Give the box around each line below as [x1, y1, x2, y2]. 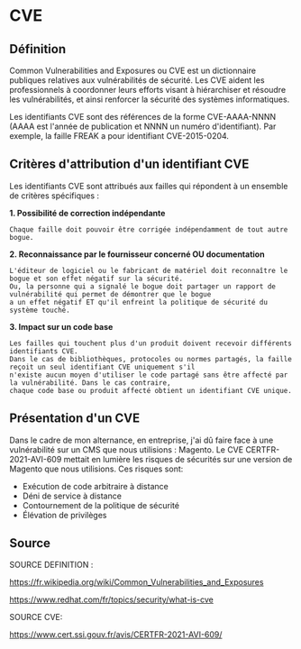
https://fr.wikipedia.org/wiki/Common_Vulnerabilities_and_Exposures [9, 577, 264, 588]
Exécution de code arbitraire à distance [22, 480, 169, 491]
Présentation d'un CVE [9, 411, 141, 426]
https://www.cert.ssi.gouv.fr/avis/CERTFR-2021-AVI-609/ [9, 629, 223, 640]
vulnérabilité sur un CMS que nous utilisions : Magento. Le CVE [9, 443, 244, 455]
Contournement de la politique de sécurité [22, 499, 180, 510]
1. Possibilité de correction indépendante [9, 207, 166, 218]
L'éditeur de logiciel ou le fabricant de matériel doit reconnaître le [9, 266, 288, 275]
